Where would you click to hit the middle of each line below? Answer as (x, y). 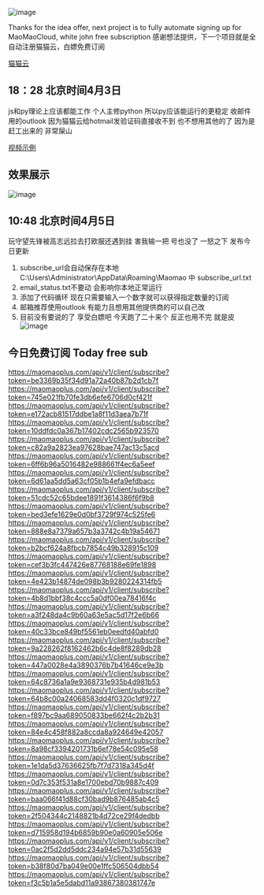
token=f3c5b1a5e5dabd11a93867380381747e (82, 883)
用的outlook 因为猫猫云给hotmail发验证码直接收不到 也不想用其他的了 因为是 (132, 121)
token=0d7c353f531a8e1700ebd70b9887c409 (84, 782)
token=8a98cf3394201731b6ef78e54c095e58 (84, 749)
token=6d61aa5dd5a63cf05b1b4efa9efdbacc (82, 481)
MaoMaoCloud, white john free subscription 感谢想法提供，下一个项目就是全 (132, 37)
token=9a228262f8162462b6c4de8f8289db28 (85, 648)
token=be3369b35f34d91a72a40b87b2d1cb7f (84, 381)
